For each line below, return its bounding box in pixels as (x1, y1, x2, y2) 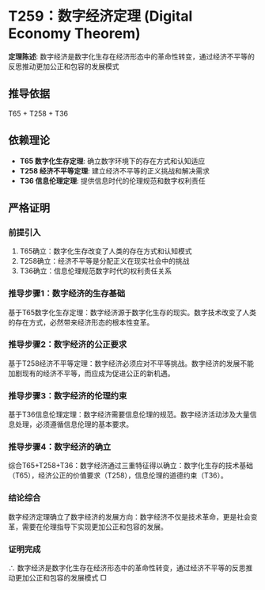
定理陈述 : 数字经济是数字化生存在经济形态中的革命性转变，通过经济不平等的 (8, 51, 255, 61)
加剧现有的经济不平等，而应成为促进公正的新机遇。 (8, 368, 175, 378)
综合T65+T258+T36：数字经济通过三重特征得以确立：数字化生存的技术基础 (8, 461, 253, 470)
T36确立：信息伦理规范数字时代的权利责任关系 (19, 266, 172, 276)
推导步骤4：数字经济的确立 (8, 441, 112, 452)
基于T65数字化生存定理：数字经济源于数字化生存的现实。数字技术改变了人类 (8, 307, 257, 317)
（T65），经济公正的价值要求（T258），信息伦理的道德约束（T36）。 (8, 470, 228, 480)
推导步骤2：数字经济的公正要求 (8, 339, 127, 350)
